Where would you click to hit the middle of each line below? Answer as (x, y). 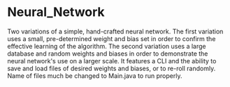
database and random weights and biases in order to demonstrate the (108, 54)
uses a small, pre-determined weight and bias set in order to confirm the (112, 38)
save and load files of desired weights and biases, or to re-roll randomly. (112, 68)
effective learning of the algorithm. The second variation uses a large (107, 46)
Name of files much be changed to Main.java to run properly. (95, 76)
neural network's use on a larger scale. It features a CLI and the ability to (112, 61)
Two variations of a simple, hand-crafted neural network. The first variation (115, 31)
